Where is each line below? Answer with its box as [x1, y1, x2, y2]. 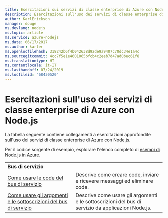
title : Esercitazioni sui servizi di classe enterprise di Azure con [5, 7, 153, 12]
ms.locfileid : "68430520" [5, 72, 59, 77]
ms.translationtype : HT [5, 58, 55, 63]
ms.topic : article [5, 30, 43, 35]
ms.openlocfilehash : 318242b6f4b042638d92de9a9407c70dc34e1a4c [5, 49, 140, 54]
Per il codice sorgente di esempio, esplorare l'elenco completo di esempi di [5, 146, 160, 152]
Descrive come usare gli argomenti [75, 192, 158, 199]
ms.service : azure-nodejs [5, 35, 59, 40]
